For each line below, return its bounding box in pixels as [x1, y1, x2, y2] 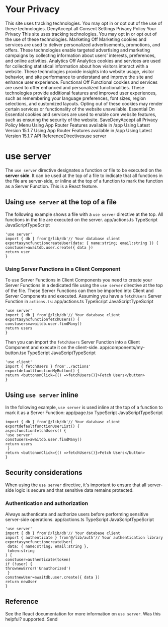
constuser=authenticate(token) [5, 557, 71, 562]
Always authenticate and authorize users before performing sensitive [5, 511, 148, 517]
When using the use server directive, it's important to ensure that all [5, 482, 147, 488]
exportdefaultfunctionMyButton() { [5, 368, 80, 373]
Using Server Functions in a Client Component [5, 265, 121, 272]
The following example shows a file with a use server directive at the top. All [5, 211, 163, 217]
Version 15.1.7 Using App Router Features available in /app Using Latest [5, 127, 152, 133]
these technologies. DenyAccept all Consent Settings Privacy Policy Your [5, 25, 157, 31]
